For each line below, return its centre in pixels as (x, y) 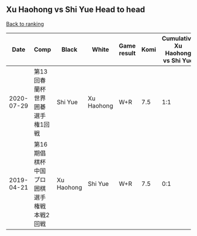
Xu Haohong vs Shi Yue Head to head (76, 10)
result (128, 53)
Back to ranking (25, 24)
